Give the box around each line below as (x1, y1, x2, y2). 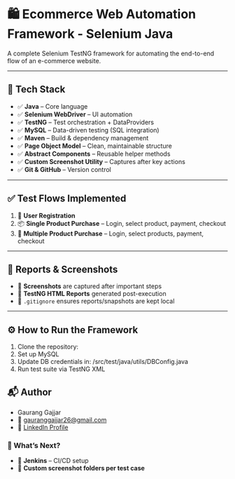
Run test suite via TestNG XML (17, 365, 106, 373)
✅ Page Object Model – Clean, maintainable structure (17, 142, 173, 150)
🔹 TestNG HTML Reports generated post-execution (17, 290, 166, 298)
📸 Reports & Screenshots (7, 263, 118, 275)
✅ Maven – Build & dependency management (17, 133, 149, 142)
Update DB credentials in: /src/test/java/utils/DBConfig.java (17, 358, 189, 366)
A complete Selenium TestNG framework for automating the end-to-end (7, 49, 215, 58)
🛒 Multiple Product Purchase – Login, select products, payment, (17, 229, 204, 238)
